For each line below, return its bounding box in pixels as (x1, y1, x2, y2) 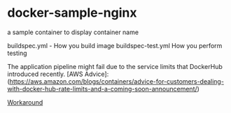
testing (7, 49, 27, 57)
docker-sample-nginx (7, 5, 137, 21)
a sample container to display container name (7, 28, 139, 36)
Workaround (7, 98, 43, 106)
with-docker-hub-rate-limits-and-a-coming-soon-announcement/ (7, 84, 197, 93)
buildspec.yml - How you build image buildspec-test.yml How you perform (7, 41, 223, 50)
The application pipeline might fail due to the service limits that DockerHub (7, 62, 223, 70)
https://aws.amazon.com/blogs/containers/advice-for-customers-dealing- (9, 77, 224, 85)
